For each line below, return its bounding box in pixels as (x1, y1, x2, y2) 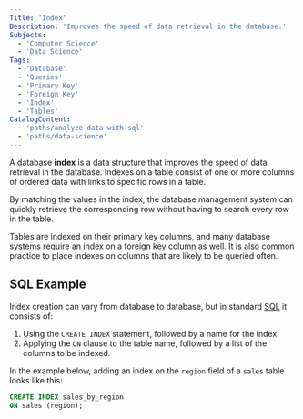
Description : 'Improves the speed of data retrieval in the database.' (9, 22, 287, 31)
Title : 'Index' (9, 13, 67, 23)
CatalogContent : (9, 115, 71, 124)
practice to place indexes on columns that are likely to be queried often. (9, 250, 278, 261)
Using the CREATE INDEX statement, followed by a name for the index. (22, 328, 279, 339)
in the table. (9, 213, 55, 224)
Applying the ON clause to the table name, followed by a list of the (22, 338, 268, 349)
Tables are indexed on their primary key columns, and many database (9, 230, 271, 241)
